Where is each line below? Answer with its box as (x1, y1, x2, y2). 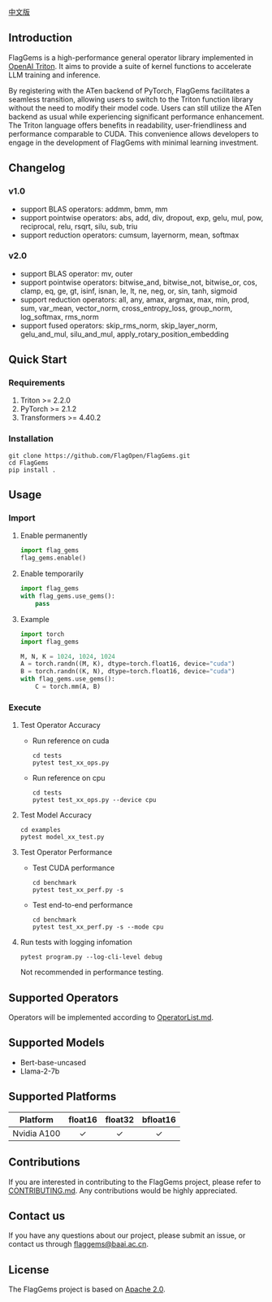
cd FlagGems (8, 459, 49, 467)
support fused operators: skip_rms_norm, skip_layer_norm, (19, 320, 218, 330)
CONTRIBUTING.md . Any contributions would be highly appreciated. (8, 1186, 238, 1195)
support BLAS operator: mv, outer (19, 268, 133, 278)
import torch (19, 629, 65, 638)
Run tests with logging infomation (19, 938, 132, 947)
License (8, 1263, 50, 1277)
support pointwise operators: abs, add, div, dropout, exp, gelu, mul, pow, (19, 212, 264, 222)
